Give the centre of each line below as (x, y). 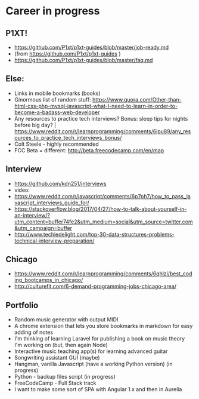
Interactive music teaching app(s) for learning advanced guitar (91, 351)
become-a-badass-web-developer (57, 112)
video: (22, 190)
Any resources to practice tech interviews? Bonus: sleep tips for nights (101, 118)
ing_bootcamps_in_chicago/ (49, 280)
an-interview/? (32, 215)
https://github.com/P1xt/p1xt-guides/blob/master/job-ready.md (91, 47)
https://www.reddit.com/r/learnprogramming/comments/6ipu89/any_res (102, 131)
